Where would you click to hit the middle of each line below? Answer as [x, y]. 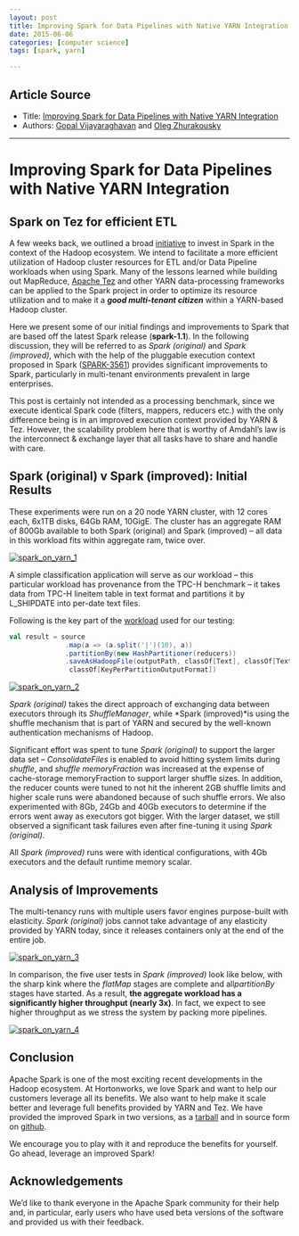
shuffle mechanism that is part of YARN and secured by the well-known [140, 723]
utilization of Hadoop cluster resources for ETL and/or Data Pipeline [133, 262]
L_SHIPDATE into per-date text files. [75, 603]
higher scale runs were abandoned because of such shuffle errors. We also [148, 797]
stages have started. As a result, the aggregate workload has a [125, 993]
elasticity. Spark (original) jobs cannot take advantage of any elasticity [138, 920]
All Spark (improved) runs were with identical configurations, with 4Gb [138, 853]
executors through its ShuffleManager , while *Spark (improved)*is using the [149, 713]
